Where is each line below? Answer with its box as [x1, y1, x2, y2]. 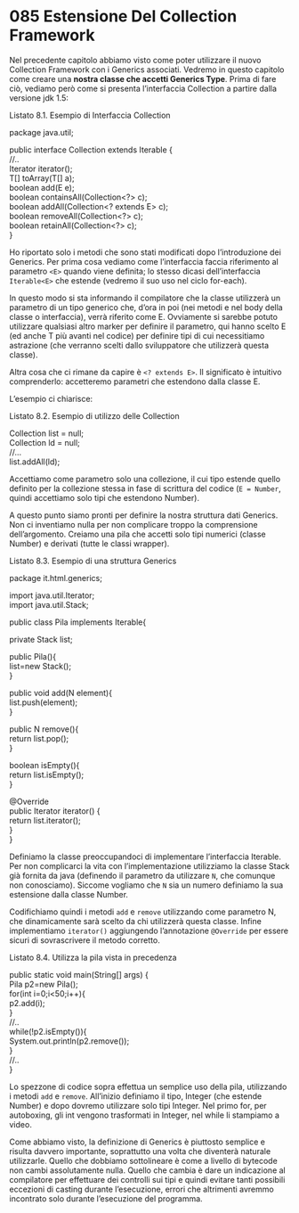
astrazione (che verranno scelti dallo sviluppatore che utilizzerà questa [9, 340, 270, 350]
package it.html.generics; [9, 572, 102, 583]
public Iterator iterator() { [9, 805, 101, 816]
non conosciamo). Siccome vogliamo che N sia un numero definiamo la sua [9, 880, 284, 890]
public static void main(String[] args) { [9, 969, 149, 979]
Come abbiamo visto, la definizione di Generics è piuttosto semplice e [9, 1136, 265, 1147]
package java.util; [9, 127, 74, 137]
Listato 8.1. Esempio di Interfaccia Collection [9, 110, 171, 120]
